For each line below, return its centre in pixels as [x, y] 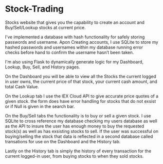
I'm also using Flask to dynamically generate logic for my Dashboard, [74, 62]
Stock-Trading [35, 9]
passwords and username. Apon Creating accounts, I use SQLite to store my [82, 42]
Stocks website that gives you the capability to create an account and [75, 22]
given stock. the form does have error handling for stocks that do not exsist [81, 101]
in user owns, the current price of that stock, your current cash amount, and [81, 82]
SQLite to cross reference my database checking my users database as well [81, 121]
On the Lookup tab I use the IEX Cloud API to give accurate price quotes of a [82, 96]
